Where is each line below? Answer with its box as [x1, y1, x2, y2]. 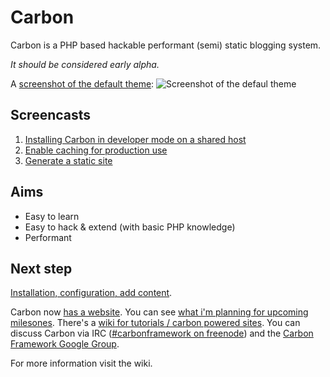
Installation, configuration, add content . [10, 287, 173, 299]
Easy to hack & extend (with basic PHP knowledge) [24, 221, 236, 233]
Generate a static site [24, 154, 113, 166]
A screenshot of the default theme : [10, 77, 155, 90]
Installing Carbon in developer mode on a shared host [24, 133, 247, 145]
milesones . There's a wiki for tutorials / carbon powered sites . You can [10, 317, 301, 329]
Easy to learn [24, 210, 80, 222]
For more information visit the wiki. [10, 357, 153, 370]
